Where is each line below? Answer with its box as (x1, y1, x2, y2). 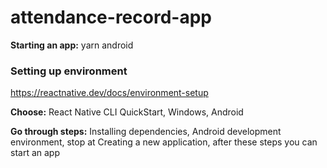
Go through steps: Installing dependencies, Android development (10, 126, 282, 138)
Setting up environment (10, 64, 128, 78)
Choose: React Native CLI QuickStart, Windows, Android (10, 106, 244, 118)
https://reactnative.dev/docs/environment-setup (10, 87, 209, 99)
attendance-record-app (10, 6, 212, 29)
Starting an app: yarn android (10, 39, 134, 51)
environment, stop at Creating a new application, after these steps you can (10, 136, 318, 148)
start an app (10, 147, 60, 159)
